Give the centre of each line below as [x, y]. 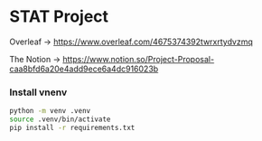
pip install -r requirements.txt [72, 127]
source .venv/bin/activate [60, 119]
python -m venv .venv [50, 111]
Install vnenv [38, 92]
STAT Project [59, 17]
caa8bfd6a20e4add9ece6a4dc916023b [84, 69]
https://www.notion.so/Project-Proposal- [139, 59]
